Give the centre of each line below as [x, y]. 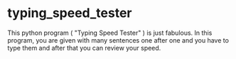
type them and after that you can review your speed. [84, 48]
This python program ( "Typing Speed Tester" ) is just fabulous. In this [110, 33]
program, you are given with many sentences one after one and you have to [118, 40]
